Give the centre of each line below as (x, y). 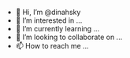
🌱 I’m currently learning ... (58, 29)
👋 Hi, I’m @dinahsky (48, 12)
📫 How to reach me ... (52, 46)
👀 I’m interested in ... (49, 20)
